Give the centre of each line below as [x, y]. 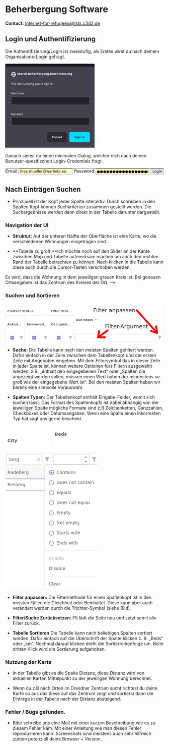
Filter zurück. [26, 623]
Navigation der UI [27, 225]
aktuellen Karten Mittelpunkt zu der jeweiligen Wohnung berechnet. [82, 678]
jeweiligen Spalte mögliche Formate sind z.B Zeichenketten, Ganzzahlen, [88, 408]
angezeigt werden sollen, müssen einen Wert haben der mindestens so [86, 376]
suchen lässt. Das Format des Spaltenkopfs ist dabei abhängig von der [86, 403]
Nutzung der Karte [28, 662]
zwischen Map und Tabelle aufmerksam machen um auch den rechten [86, 257]
